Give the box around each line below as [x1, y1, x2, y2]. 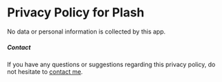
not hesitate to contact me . [7, 67, 84, 76]
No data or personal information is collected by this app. [7, 27, 166, 36]
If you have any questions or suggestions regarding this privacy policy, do [7, 60, 216, 68]
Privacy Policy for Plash [7, 5, 145, 20]
